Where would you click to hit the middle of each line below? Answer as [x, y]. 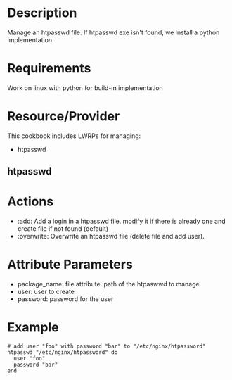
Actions [31, 202]
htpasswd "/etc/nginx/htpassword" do [63, 353]
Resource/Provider [64, 116]
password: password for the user [65, 299]
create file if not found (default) [63, 229]
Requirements [49, 69]
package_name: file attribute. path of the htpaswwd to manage [108, 284]
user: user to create [46, 292]
